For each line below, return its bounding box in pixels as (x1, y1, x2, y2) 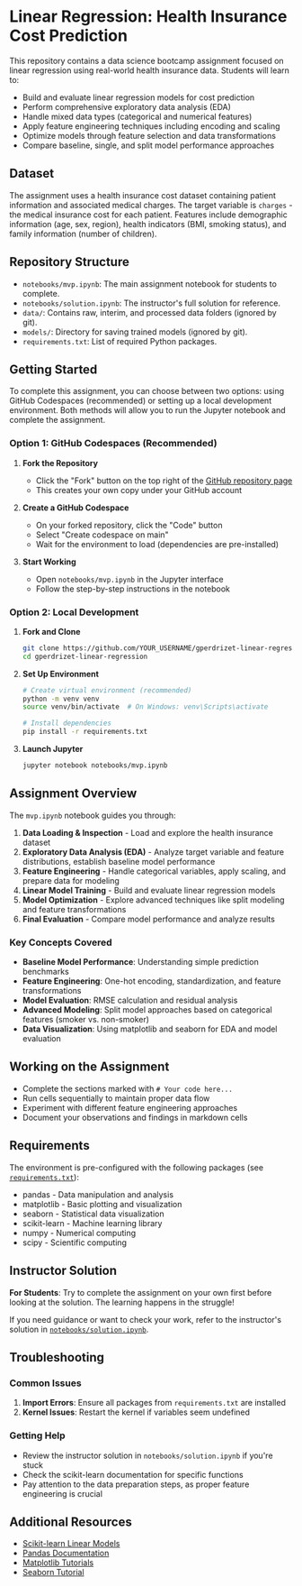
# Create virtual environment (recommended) (22, 685, 192, 695)
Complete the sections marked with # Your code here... (22, 1083, 234, 1094)
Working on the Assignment (9, 1059, 170, 1075)
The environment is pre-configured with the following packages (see (9, 1161, 263, 1173)
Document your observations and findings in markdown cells (22, 1112, 248, 1123)
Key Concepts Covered (9, 936, 112, 949)
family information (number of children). (9, 228, 157, 239)
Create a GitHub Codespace (22, 502, 129, 513)
